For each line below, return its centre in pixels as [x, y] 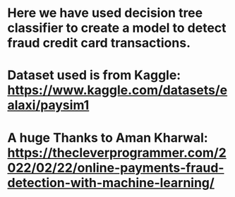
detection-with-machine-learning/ [111, 183]
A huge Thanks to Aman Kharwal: [108, 137]
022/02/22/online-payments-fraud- [116, 168]
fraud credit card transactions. [99, 43]
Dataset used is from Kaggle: [94, 75]
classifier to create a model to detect [117, 28]
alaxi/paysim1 [48, 106]
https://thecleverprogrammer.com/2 [117, 153]
